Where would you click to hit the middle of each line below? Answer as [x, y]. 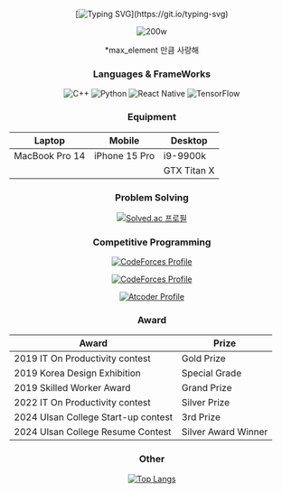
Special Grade [211, 373]
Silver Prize [206, 403]
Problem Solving [152, 197]
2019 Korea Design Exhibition [78, 373]
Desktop [189, 140]
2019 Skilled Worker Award [72, 388]
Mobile [124, 140]
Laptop [49, 140]
